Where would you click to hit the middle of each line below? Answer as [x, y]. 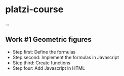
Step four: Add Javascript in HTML [49, 68]
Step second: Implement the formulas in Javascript [66, 57]
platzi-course [34, 9]
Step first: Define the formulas [44, 52]
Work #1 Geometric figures [49, 40]
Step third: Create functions [42, 63]
